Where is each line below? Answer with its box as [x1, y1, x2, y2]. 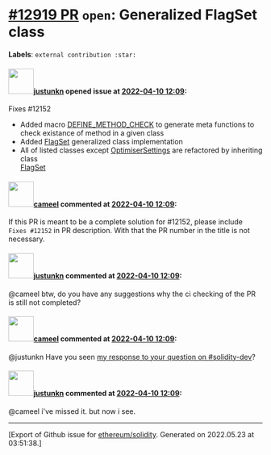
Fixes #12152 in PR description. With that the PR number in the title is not [8, 226, 250, 236]
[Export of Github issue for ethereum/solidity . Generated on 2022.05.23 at [8, 429, 255, 439]
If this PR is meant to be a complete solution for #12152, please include [8, 217, 244, 227]
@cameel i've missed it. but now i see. [8, 406, 136, 416]
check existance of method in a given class [19, 128, 165, 138]
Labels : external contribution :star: [8, 49, 137, 59]
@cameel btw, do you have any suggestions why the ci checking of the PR [8, 289, 256, 298]
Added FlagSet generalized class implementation [19, 137, 183, 147]
